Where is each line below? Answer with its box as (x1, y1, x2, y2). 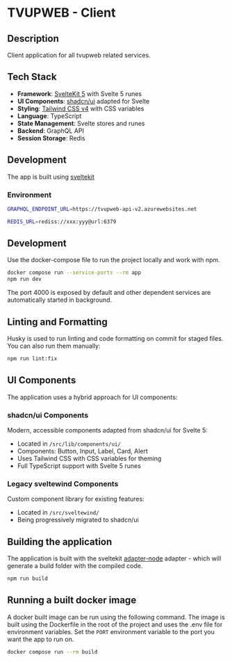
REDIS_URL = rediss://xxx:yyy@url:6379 (7, 218, 117, 225)
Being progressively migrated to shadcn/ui (17, 516, 139, 524)
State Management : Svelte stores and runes (17, 119, 145, 127)
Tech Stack (7, 71, 57, 83)
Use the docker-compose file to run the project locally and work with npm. (7, 256, 220, 264)
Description (7, 33, 59, 45)
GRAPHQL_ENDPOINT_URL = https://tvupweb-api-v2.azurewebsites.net (7, 205, 197, 213)
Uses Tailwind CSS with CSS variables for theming (17, 454, 162, 463)
